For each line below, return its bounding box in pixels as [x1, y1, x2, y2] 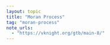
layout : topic [6, 8, 42, 15]
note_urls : [6, 25, 33, 31]
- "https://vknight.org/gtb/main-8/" [11, 30, 105, 36]
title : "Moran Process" [6, 14, 65, 20]
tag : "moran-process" [6, 19, 60, 25]
